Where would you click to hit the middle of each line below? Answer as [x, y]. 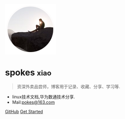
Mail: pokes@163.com [33, 102]
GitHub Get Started [24, 111]
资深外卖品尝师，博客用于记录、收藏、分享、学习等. [68, 86]
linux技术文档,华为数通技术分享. [43, 97]
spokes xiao [28, 73]
